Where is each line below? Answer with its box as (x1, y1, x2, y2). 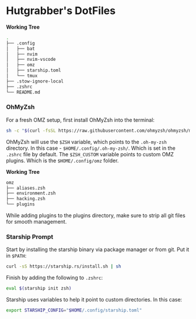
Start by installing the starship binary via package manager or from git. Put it (6, 246, 190, 253)
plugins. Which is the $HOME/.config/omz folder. (6, 157, 119, 164)
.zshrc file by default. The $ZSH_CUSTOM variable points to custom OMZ (6, 150, 174, 157)
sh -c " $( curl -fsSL (6, 128, 57, 133)
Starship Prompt (6, 233, 54, 241)
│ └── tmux (6, 73, 38, 79)
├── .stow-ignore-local (6, 78, 64, 84)
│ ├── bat (6, 46, 35, 52)
